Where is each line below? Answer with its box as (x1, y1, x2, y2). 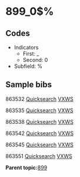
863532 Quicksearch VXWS (5, 95, 74, 102)
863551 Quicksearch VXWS (5, 152, 73, 159)
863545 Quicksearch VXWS (5, 141, 74, 148)
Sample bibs (5, 80, 52, 90)
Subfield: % (14, 63, 43, 70)
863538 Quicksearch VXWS (5, 118, 74, 125)
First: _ (22, 50, 39, 57)
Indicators (14, 44, 39, 51)
